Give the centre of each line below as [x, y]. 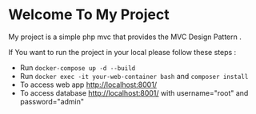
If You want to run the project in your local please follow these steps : [122, 52]
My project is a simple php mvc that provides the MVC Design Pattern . [125, 37]
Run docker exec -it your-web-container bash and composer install [134, 76]
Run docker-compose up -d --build [78, 67]
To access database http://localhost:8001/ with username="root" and [134, 92]
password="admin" [52, 101]
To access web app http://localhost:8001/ [88, 85]
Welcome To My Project [89, 15]
